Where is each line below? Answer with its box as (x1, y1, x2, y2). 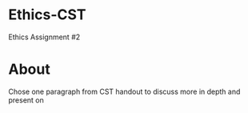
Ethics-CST (8, 6, 86, 24)
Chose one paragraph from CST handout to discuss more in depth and (8, 87, 241, 96)
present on (8, 95, 44, 105)
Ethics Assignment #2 (8, 32, 81, 42)
